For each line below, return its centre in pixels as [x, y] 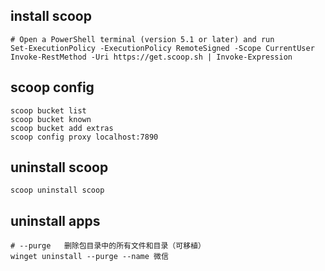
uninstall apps [55, 220]
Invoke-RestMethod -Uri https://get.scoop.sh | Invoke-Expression [151, 57]
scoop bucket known [51, 119]
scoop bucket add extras [62, 128]
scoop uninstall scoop [57, 190]
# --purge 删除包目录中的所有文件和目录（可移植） [108, 246]
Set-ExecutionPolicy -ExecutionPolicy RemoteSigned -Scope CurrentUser [162, 48]
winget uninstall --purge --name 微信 [89, 257]
